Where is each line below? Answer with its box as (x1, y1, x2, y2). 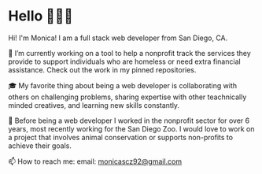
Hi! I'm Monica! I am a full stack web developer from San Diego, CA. (8, 33, 228, 43)
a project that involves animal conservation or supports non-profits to (8, 132, 234, 142)
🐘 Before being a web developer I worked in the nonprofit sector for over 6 (8, 116, 250, 125)
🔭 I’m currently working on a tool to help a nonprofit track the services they (8, 48, 252, 57)
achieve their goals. (8, 141, 72, 150)
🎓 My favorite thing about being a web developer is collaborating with (8, 80, 238, 90)
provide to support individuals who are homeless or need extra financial (8, 57, 242, 66)
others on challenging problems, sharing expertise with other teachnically (8, 92, 247, 102)
